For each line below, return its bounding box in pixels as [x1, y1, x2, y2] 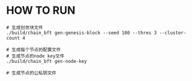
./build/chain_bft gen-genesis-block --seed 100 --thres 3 [6, 29, 157, 36]
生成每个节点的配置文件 [11, 46, 61, 53]
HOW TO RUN [6, 4, 76, 17]
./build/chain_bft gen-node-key [6, 58, 87, 64]
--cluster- [159, 29, 187, 36]
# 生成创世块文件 [6, 25, 43, 31]
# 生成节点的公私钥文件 [6, 70, 57, 76]
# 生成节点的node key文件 [6, 53, 65, 59]
